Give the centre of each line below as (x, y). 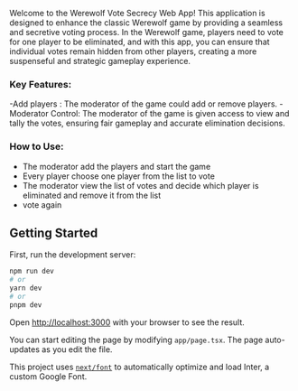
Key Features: (41, 84)
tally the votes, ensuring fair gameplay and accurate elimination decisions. (148, 123)
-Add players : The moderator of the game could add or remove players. (144, 104)
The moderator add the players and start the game (116, 166)
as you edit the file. (77, 349)
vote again (42, 205)
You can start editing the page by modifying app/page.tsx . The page (136, 340)
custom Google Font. (48, 376)
